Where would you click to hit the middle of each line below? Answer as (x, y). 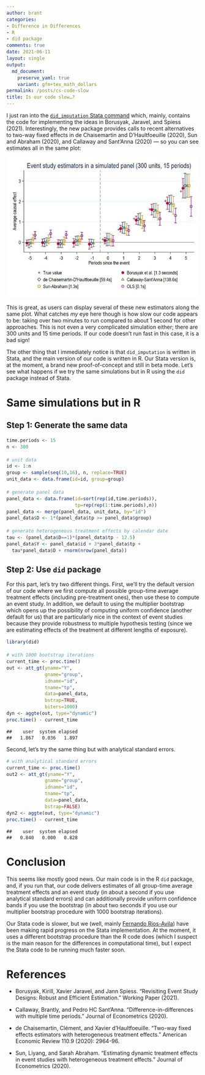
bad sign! (18, 340)
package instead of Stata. (39, 378)
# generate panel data (35, 492)
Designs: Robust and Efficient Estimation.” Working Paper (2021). (97, 998)
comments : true (26, 45)
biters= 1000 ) (61, 707)
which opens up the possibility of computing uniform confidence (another (99, 611)
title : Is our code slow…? (41, 97)
